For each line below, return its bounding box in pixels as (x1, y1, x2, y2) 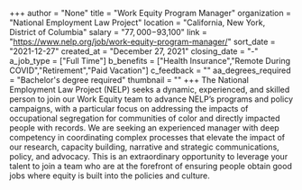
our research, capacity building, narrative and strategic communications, (9, 141, 279, 152)
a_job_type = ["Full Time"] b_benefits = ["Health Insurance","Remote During (9, 56, 291, 66)
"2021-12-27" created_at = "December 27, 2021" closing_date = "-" (9, 46, 259, 57)
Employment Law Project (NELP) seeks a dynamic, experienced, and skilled (9, 85, 290, 95)
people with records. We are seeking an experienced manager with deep (9, 122, 279, 133)
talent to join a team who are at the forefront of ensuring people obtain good (9, 161, 293, 171)
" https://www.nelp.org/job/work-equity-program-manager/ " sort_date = (9, 36, 277, 47)
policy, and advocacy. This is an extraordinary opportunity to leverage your (9, 151, 288, 161)
